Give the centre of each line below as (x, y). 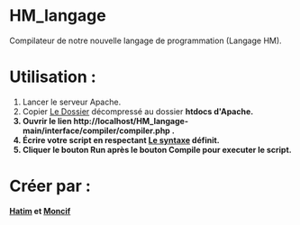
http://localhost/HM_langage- (131, 121)
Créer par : (50, 186)
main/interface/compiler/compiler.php (96, 130)
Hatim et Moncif (40, 211)
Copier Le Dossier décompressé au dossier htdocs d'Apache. (138, 111)
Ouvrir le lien (47, 121)
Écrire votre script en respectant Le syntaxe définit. (121, 139)
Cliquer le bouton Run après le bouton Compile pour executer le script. (157, 149)
